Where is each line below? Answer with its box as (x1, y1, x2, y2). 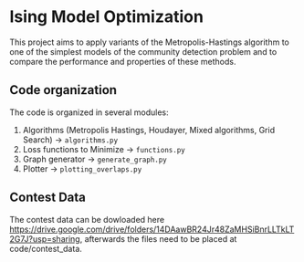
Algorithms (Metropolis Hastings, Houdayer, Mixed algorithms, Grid (22, 124, 276, 135)
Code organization (9, 82, 117, 98)
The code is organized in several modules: (9, 107, 169, 118)
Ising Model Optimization (9, 6, 204, 27)
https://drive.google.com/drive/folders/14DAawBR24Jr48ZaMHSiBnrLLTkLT (9, 224, 295, 235)
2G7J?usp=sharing (9, 233, 80, 244)
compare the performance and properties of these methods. (9, 56, 236, 67)
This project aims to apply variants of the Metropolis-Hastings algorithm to (9, 37, 289, 47)
